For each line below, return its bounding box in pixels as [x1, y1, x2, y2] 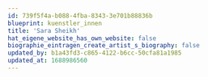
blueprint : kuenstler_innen [7, 19, 103, 27]
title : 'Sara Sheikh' [7, 26, 81, 34]
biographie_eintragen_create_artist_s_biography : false [7, 42, 200, 50]
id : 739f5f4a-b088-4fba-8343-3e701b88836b [7, 11, 153, 20]
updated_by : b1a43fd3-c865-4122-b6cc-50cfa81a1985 [7, 49, 182, 57]
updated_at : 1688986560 [7, 57, 88, 65]
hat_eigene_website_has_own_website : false [7, 34, 157, 43]
